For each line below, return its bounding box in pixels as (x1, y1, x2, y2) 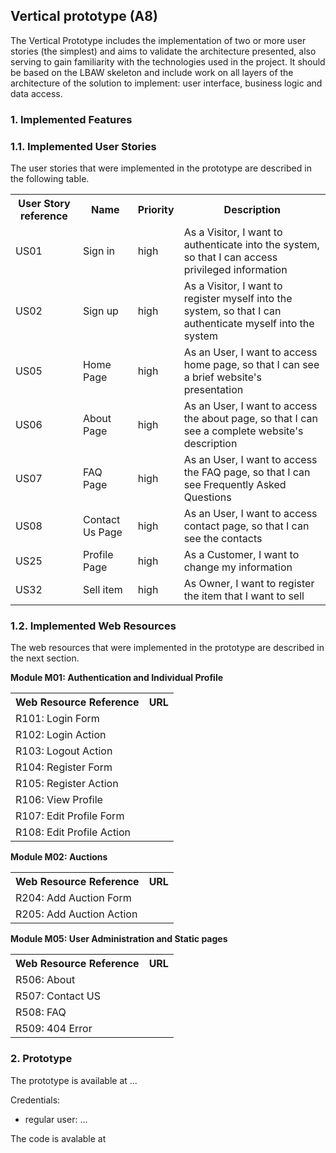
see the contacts (183, 532, 263, 546)
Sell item (82, 583, 123, 597)
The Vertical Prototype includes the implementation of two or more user (10, 34, 307, 46)
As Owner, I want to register (183, 577, 315, 591)
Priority (137, 203, 175, 217)
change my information (183, 560, 293, 574)
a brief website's (183, 370, 262, 384)
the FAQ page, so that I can (183, 465, 311, 479)
